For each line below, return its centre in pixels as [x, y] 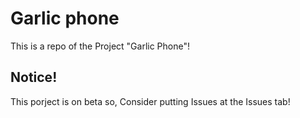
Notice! [34, 77]
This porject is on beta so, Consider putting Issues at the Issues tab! [150, 101]
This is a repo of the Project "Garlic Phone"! [100, 46]
